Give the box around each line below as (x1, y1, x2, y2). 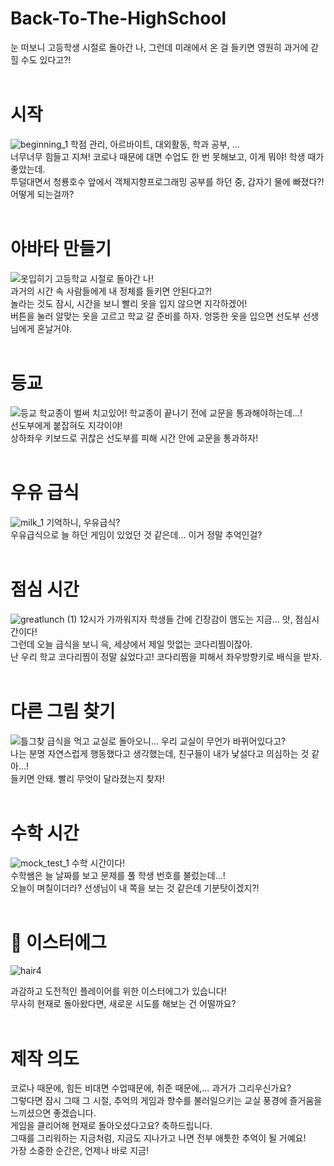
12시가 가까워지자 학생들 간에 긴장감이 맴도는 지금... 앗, (79, 613, 293, 625)
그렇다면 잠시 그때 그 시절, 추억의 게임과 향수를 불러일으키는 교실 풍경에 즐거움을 (10, 1095, 323, 1107)
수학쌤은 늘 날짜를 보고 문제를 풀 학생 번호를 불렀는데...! (10, 869, 226, 881)
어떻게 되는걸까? (10, 188, 75, 200)
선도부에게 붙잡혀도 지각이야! (10, 419, 123, 431)
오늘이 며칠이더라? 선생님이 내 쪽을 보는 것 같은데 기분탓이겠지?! (10, 882, 260, 894)
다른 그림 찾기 (10, 700, 116, 722)
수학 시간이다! (71, 857, 126, 869)
